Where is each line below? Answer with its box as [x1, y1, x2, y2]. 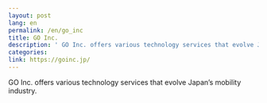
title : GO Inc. [8, 33, 59, 42]
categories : [8, 48, 48, 56]
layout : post [8, 11, 52, 20]
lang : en [8, 19, 37, 27]
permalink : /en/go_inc [8, 26, 83, 34]
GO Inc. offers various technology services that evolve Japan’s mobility [8, 77, 242, 87]
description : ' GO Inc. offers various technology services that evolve [8, 41, 254, 49]
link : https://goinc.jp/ [8, 56, 91, 64]
